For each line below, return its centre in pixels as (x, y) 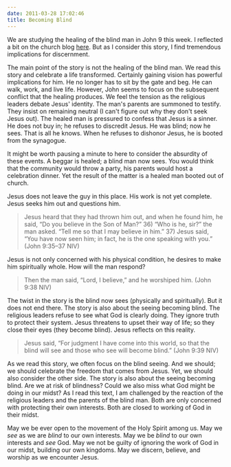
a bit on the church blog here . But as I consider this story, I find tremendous (114, 47)
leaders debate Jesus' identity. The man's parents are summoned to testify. (114, 104)
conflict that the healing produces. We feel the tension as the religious (106, 96)
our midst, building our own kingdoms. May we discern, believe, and (104, 450)
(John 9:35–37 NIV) (52, 246)
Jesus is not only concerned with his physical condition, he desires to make (114, 259)
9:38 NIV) (37, 287)
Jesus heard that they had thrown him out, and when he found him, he (123, 216)
